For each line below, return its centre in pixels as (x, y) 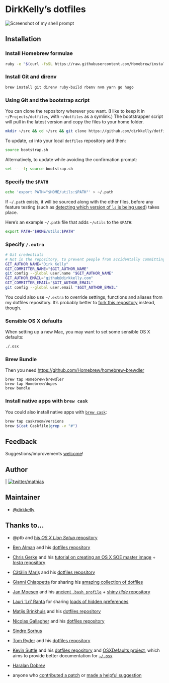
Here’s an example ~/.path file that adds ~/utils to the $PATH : (69, 222)
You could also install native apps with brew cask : (56, 412)
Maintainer (23, 497)
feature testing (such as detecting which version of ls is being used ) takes (82, 207)
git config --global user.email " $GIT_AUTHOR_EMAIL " (62, 288)
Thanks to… (25, 526)
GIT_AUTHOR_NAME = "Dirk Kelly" (37, 264)
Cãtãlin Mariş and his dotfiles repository (54, 572)
